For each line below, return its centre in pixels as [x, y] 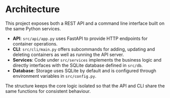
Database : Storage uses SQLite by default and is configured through [84, 70]
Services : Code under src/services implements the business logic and [87, 60]
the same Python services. [33, 28]
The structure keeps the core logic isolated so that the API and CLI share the [85, 86]
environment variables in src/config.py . [54, 76]
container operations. [35, 43]
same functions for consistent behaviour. [48, 91]
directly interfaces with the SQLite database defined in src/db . [78, 65]
